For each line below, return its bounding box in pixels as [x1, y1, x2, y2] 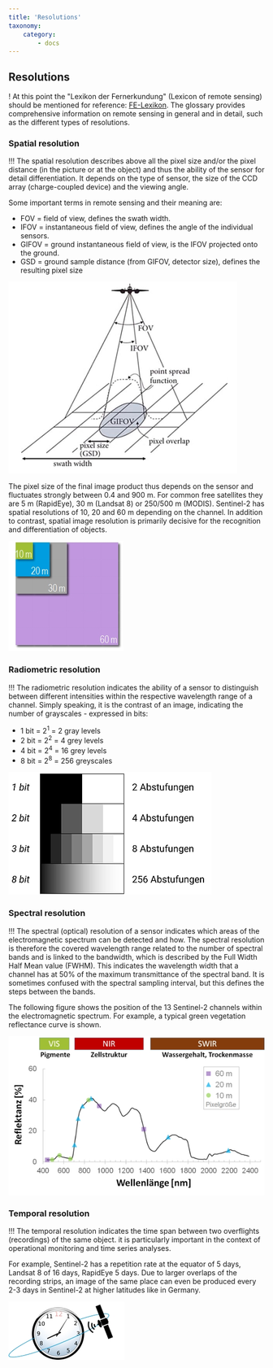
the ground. [19, 248, 59, 258]
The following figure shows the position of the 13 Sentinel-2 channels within [8, 1002, 262, 1012]
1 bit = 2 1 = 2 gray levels [19, 724, 102, 735]
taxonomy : [8, 21, 42, 30]
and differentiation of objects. [8, 525, 107, 534]
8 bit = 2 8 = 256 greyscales [19, 754, 113, 765]
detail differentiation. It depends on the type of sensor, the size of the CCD [8, 173, 258, 183]
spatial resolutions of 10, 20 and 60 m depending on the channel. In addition [8, 508, 263, 517]
